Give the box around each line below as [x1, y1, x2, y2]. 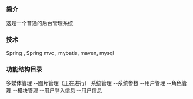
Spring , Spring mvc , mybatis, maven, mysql [6, 49, 114, 56]
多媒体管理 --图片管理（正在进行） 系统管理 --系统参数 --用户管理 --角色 [6, 79, 182, 86]
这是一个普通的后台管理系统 [6, 19, 74, 27]
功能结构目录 [6, 65, 43, 73]
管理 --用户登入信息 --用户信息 [27, 87, 102, 94]
